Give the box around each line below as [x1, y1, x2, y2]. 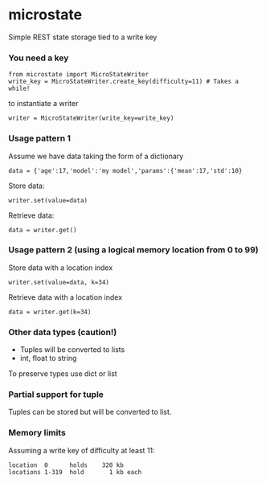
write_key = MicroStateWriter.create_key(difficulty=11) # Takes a [8, 78, 239, 86]
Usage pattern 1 [8, 133, 71, 144]
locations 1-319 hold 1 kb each [8, 468, 142, 476]
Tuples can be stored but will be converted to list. [8, 407, 172, 417]
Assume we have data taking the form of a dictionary [8, 151, 184, 161]
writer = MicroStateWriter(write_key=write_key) [8, 114, 174, 122]
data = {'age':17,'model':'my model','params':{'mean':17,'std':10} [8, 166, 243, 174]
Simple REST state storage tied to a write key [8, 32, 158, 42]
